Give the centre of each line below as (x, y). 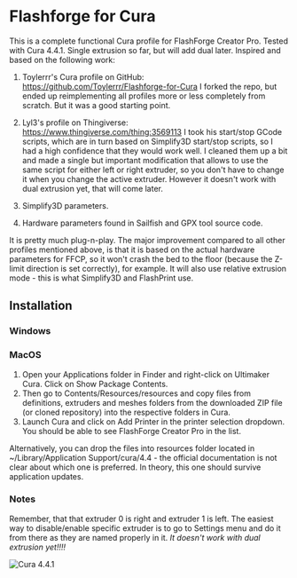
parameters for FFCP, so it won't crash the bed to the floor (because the (141, 258)
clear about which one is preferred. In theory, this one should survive (135, 467)
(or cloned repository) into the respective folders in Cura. (126, 412)
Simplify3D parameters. (65, 205)
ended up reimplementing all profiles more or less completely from (144, 96)
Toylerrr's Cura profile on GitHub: (83, 76)
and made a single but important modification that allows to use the (145, 160)
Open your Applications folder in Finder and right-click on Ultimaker (146, 374)
